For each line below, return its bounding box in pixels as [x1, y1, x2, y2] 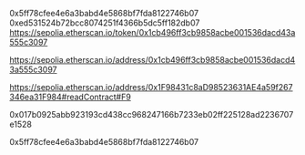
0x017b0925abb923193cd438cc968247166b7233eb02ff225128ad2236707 [9, 109, 294, 119]
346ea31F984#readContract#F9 [9, 91, 132, 102]
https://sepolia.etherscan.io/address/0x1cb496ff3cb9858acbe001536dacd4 [9, 55, 296, 65]
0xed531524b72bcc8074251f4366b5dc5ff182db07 [9, 17, 200, 28]
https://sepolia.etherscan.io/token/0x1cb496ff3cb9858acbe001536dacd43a [9, 27, 296, 37]
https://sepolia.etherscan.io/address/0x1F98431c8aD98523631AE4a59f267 [9, 82, 293, 92]
